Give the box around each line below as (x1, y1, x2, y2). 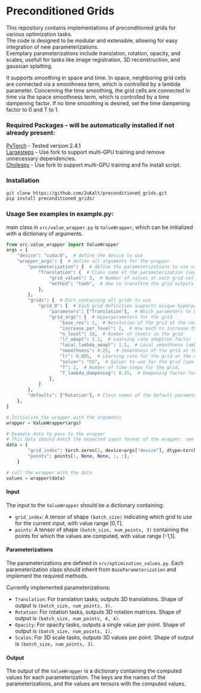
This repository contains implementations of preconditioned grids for (6, 24, 176, 31)
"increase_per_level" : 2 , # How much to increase (59, 325, 188, 331)
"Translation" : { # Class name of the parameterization (38, 269, 184, 275)
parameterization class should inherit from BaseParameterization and (6, 566, 176, 573)
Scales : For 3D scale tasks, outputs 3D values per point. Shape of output (14, 633, 194, 641)
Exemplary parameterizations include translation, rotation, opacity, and (6, 49, 181, 56)
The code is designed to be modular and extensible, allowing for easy (6, 37, 178, 44)
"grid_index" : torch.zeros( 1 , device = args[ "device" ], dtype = (28, 448, 184, 454)
